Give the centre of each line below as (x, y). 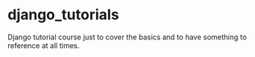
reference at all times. (44, 45)
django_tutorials (63, 15)
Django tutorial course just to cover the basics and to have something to (127, 37)
